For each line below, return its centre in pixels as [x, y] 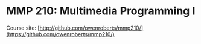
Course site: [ [23, 28]
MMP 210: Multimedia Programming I [101, 11]
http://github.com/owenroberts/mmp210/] [91, 28]
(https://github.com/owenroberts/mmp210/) [60, 34]
